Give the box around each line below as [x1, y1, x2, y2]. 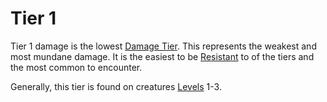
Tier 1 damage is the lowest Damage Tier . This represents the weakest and [10, 40, 317, 52]
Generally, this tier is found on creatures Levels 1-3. [10, 80, 222, 92]
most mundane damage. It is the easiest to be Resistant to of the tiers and [10, 50, 315, 62]
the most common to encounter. [10, 61, 143, 73]
